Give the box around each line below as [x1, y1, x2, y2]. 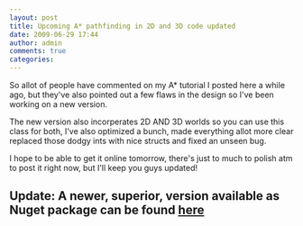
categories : [9, 55, 54, 64]
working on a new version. [9, 99, 108, 109]
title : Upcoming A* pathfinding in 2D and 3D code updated [9, 22, 236, 31]
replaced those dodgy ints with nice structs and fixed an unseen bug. [9, 136, 267, 146]
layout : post [9, 13, 59, 23]
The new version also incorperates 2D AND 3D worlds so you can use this [9, 116, 285, 127]
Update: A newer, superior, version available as [9, 188, 280, 203]
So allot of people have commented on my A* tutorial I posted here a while [9, 80, 286, 90]
